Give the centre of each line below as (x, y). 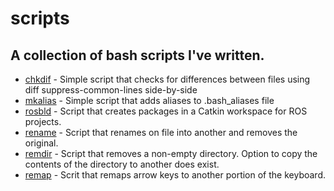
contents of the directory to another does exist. (122, 164)
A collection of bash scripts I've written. (137, 55)
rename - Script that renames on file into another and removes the (161, 132)
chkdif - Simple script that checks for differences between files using (167, 79)
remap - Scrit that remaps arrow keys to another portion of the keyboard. (175, 175)
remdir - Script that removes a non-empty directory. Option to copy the (171, 153)
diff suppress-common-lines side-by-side (111, 90)
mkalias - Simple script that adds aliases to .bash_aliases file (149, 100)
